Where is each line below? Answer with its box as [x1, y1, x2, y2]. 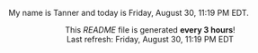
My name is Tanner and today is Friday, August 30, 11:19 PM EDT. [8, 8, 249, 18]
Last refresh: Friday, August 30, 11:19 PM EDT [66, 34, 235, 44]
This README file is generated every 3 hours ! [65, 25, 236, 34]
